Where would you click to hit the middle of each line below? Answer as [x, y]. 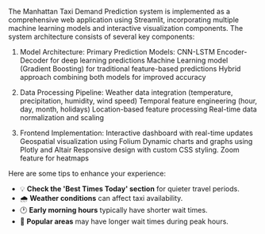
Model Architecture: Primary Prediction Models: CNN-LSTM [117, 52]
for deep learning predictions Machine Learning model [139, 60]
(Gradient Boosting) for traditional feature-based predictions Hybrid [130, 69]
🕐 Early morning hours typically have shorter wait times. [113, 210]
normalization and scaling [62, 117]
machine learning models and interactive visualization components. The [126, 28]
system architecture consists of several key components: [102, 36]
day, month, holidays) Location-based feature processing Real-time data [138, 109]
